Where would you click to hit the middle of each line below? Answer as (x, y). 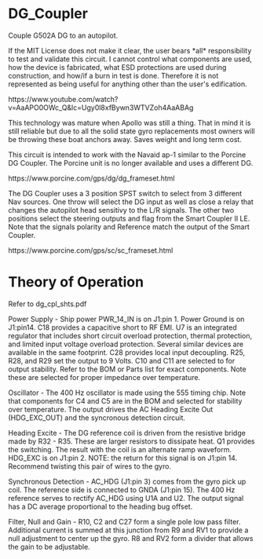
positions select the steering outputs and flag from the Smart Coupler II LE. (129, 218)
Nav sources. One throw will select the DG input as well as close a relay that (131, 202)
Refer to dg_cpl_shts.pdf (47, 304)
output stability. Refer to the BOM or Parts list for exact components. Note (127, 369)
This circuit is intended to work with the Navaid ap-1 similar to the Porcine (127, 155)
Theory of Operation (76, 282)
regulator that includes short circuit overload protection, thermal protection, (130, 335)
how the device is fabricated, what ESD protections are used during (117, 67)
